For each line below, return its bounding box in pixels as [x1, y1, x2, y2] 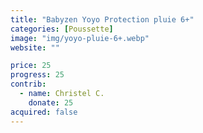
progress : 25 [10, 70, 65, 80]
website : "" [10, 42, 60, 53]
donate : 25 [28, 97, 74, 108]
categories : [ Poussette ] [10, 24, 114, 34]
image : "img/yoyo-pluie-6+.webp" [10, 33, 150, 43]
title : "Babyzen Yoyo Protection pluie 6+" [10, 14, 195, 25]
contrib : [10, 79, 47, 90]
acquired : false [10, 107, 78, 117]
